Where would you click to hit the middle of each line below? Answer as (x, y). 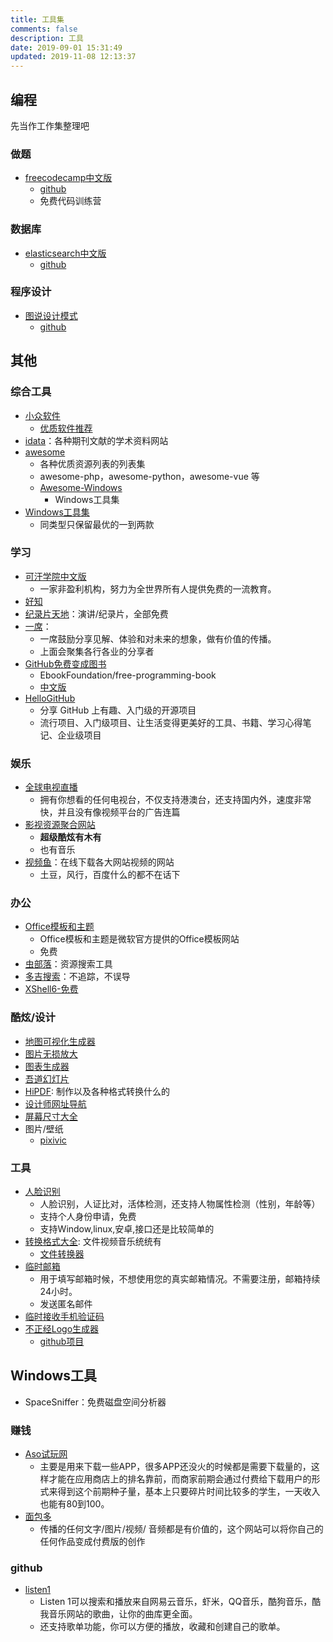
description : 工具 (47, 38)
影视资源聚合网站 (60, 825)
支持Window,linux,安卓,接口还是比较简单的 (127, 1229)
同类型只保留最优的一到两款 (97, 524)
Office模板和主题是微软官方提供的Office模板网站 (139, 939)
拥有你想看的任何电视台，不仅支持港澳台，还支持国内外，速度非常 (175, 800)
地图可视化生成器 (60, 1041)
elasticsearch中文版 (65, 253)
